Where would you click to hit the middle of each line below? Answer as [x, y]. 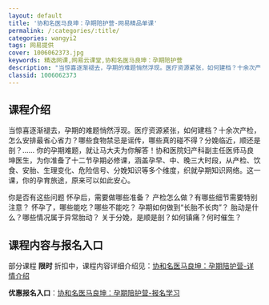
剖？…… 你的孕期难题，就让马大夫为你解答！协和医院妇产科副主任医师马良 [131, 150]
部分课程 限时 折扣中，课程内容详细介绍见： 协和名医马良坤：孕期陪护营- [128, 266]
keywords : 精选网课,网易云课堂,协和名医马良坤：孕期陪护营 [95, 61]
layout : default [35, 16]
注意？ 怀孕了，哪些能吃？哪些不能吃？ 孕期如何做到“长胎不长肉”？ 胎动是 [130, 207]
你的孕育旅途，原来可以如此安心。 [78, 180]
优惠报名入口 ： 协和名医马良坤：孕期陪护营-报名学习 [94, 293]
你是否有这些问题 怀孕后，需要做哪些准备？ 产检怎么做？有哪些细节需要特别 [133, 198]
